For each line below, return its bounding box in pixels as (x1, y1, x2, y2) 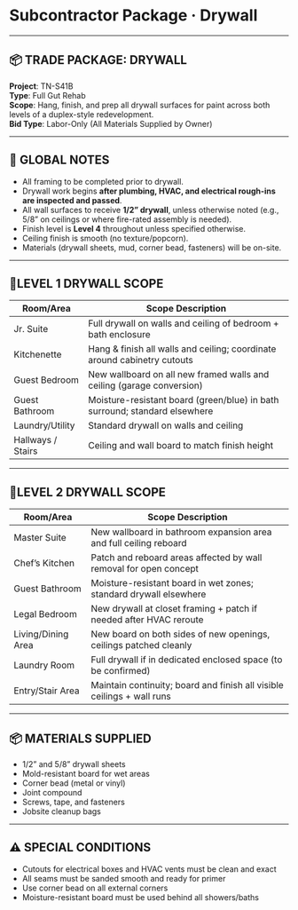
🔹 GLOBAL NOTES (9, 153, 110, 168)
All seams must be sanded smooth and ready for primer (21, 873, 226, 883)
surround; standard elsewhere (88, 405, 214, 417)
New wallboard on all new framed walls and (88, 368, 270, 381)
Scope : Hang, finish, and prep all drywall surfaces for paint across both (9, 99, 271, 110)
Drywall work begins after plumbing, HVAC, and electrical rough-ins (21, 186, 277, 196)
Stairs (13, 445, 38, 457)
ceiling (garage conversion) (88, 379, 204, 392)
